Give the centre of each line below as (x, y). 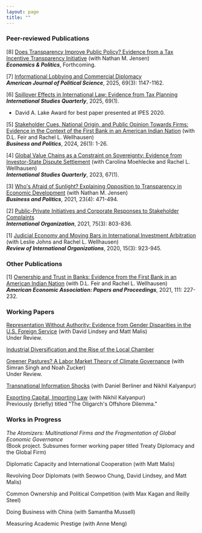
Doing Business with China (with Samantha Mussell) (71, 512)
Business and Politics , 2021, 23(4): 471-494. (62, 199)
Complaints (21, 217)
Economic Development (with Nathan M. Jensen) (67, 192)
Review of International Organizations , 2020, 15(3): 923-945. (84, 248)
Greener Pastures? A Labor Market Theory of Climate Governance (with (95, 361)
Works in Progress (34, 419)
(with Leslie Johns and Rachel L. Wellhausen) (62, 242)
